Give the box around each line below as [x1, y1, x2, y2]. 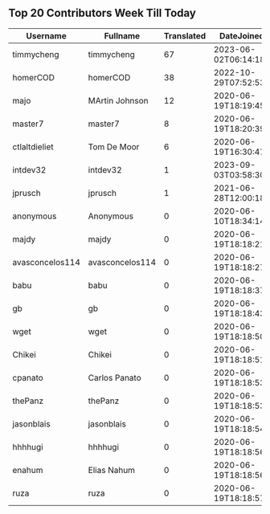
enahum [12, 464, 43, 475]
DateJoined [219, 30, 265, 41]
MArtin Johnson [88, 95, 149, 106]
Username [26, 30, 67, 41]
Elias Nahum [88, 464, 135, 475]
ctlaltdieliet [12, 141, 54, 152]
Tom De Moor [88, 141, 140, 152]
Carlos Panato [88, 372, 142, 383]
